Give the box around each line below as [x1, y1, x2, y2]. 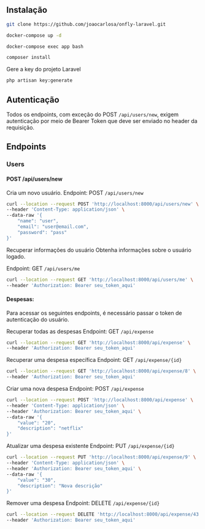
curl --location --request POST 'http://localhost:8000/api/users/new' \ [6, 201, 199, 207]
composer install [6, 55, 51, 61]
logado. [6, 253, 26, 260]
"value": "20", [17, 420, 56, 426]
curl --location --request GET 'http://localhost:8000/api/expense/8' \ [6, 368, 196, 374]
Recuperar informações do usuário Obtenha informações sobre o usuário [6, 246, 191, 254]
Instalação [6, 5, 48, 15]
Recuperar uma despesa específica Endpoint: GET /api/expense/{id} [6, 356, 182, 364]
